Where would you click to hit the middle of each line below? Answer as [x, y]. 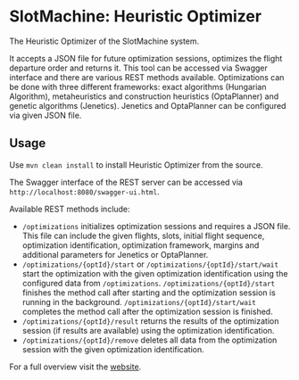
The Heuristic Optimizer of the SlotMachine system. [104, 41]
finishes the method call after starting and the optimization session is [149, 293]
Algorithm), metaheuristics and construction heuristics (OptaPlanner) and [144, 96]
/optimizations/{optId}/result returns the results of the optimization [150, 321]
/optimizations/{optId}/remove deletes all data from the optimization [149, 340]
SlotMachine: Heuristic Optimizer [135, 17]
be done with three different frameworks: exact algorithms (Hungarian [138, 87]
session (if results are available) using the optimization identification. [148, 330]
